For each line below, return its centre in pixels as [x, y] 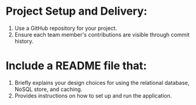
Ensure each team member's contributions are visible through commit [102, 34]
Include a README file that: [76, 66]
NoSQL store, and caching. [48, 89]
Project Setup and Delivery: [76, 11]
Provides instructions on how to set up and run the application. [93, 95]
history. [24, 41]
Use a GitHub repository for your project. [66, 28]
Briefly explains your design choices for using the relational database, [102, 82]
